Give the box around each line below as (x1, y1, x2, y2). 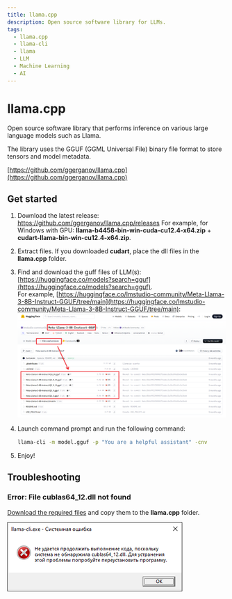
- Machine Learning (13, 63, 70, 70)
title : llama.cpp (7, 11, 58, 18)
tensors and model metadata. (7, 152, 92, 160)
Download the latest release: (17, 211, 99, 220)
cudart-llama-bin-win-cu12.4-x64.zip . (17, 234, 131, 242)
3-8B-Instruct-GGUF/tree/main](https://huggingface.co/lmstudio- (17, 298, 206, 306)
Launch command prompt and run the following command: (17, 424, 186, 433)
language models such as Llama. (7, 131, 101, 139)
